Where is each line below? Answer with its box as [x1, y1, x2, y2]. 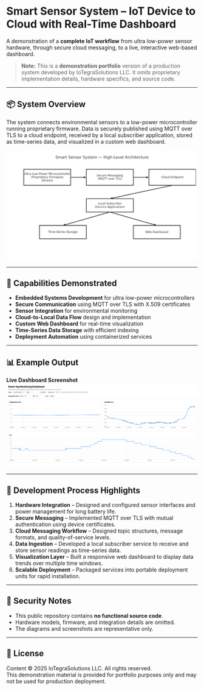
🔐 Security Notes [6, 596, 72, 606]
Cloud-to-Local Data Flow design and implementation [15, 314, 151, 321]
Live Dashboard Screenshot [6, 377, 78, 384]
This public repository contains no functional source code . [15, 612, 163, 619]
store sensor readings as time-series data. [15, 547, 121, 554]
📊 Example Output [6, 357, 79, 367]
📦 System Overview [6, 99, 86, 110]
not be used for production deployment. [6, 678, 106, 685]
